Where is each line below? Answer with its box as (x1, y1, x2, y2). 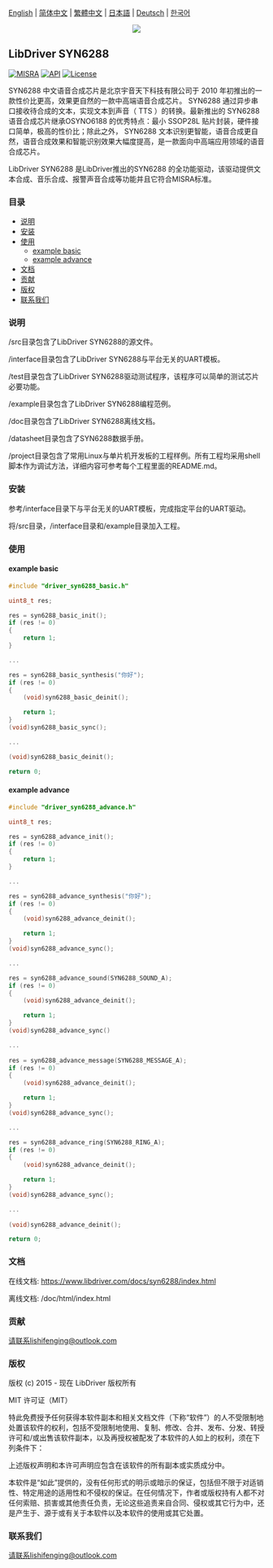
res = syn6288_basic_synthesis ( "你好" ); (8, 670, 145, 679)
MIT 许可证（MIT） (8, 1395, 72, 1405)
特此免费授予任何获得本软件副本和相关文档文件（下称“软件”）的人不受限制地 (8, 1413, 264, 1422)
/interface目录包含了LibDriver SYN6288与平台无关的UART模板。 (8, 354, 225, 365)
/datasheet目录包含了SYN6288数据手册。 (8, 434, 149, 443)
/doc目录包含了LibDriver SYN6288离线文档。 (8, 417, 160, 426)
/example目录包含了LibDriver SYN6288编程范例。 (8, 399, 176, 409)
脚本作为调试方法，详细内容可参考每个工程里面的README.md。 (8, 461, 222, 471)
